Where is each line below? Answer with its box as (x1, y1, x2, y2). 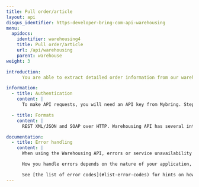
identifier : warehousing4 (17, 36, 81, 42)
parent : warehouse (17, 53, 62, 59)
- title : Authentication (11, 91, 73, 96)
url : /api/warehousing (17, 47, 73, 53)
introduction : (6, 69, 41, 75)
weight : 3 (6, 58, 31, 64)
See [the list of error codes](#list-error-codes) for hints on (21, 172, 184, 178)
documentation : (6, 134, 44, 140)
